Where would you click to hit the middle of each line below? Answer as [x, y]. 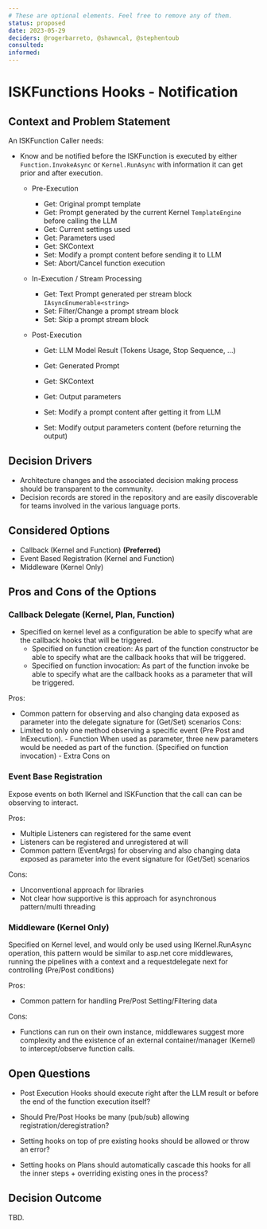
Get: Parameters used [79, 238]
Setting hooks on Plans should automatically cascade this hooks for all [135, 1164]
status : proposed [37, 23]
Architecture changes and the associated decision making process [129, 480]
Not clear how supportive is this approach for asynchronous [118, 898]
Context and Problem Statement [89, 122]
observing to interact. [43, 803]
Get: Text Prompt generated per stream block [118, 294]
